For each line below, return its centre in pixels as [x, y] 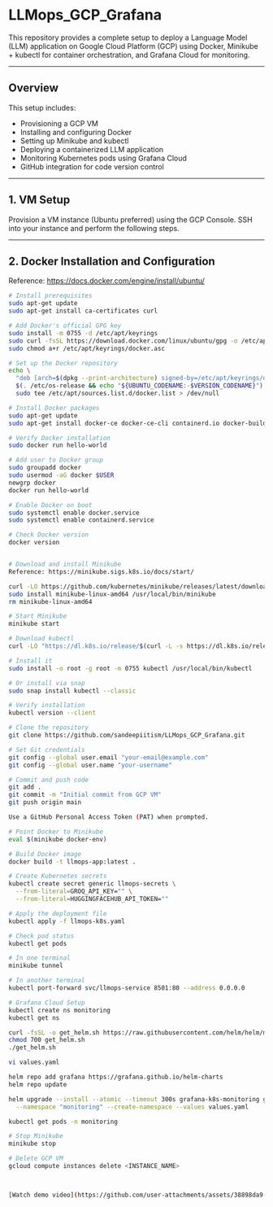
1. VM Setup [39, 200]
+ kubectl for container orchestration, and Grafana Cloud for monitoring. [129, 55]
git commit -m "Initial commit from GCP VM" [85, 795]
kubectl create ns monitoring [60, 1010]
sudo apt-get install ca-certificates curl [83, 311]
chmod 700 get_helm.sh [47, 1040]
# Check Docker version [49, 535]
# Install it [30, 661]
